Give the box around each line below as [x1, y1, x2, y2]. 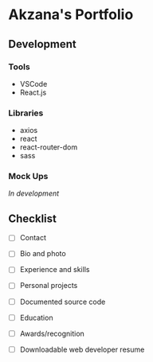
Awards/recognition [19, 329, 85, 338]
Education [19, 313, 53, 322]
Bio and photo [19, 249, 66, 259]
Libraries [8, 107, 44, 119]
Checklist [8, 212, 57, 225]
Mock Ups [8, 171, 49, 182]
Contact [19, 233, 46, 243]
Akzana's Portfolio [8, 6, 134, 24]
